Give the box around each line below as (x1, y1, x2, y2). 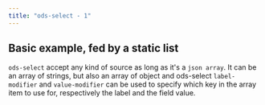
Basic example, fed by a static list (8, 42, 179, 55)
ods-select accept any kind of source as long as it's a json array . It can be (8, 63, 257, 72)
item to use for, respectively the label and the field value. (8, 88, 196, 98)
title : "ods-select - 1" (8, 11, 92, 20)
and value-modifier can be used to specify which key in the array (39, 79, 257, 89)
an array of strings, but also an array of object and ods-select (8, 71, 212, 81)
